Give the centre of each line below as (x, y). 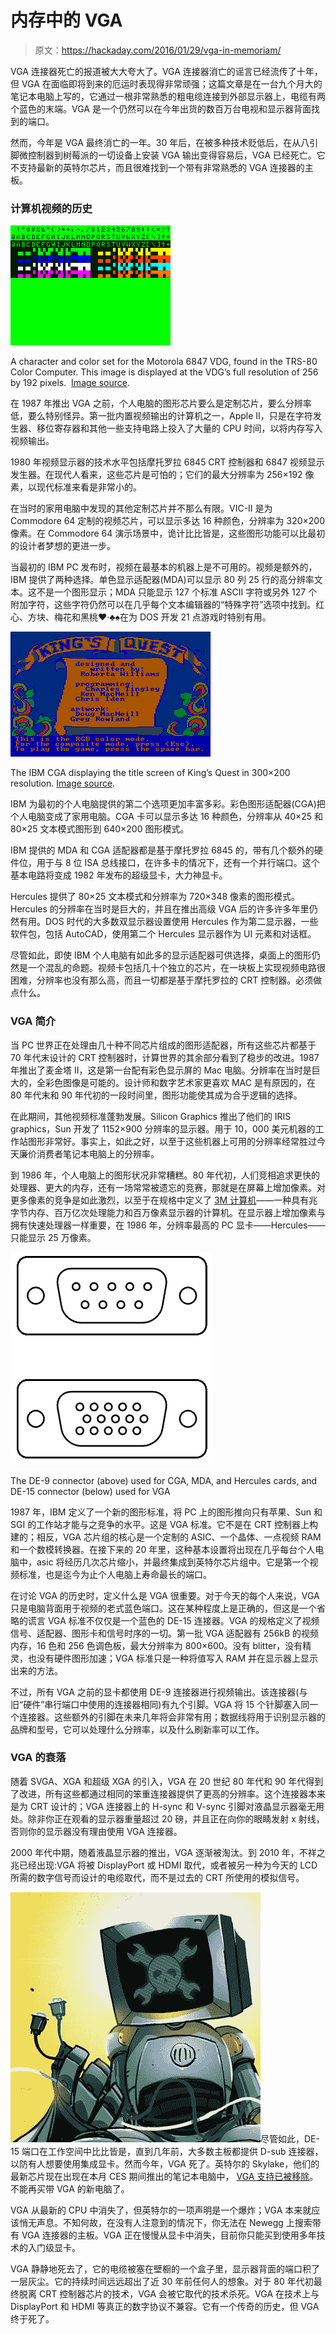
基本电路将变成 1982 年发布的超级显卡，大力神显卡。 (119, 875)
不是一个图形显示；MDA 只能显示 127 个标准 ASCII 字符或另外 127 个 (177, 592)
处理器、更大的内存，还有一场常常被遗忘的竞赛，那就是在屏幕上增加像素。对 (168, 1187)
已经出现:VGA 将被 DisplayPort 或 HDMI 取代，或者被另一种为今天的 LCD (168, 1865)
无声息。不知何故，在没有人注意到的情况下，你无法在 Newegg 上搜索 (170, 2222)
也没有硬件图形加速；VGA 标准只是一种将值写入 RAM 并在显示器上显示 (173, 1658)
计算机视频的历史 (51, 208)
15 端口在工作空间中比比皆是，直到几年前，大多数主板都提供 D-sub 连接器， (167, 2151)
